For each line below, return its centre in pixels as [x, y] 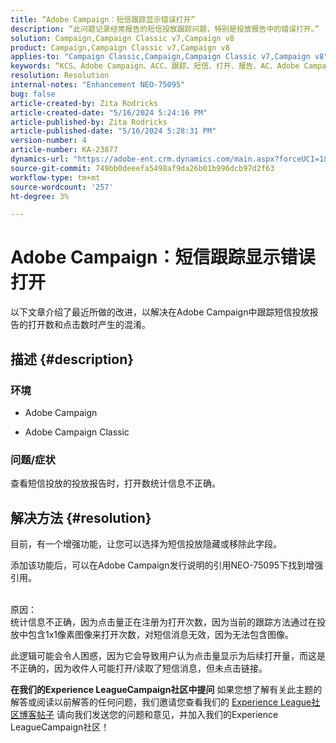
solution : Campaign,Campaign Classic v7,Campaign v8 [122, 38]
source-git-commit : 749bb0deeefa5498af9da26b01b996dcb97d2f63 [142, 168]
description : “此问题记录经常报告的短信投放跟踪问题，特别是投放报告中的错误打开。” [165, 29]
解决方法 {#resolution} [81, 517]
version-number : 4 [48, 141]
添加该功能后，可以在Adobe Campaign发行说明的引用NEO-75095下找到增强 [167, 565]
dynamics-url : [40, 159]
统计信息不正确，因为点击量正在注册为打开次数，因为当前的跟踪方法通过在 [163, 622]
